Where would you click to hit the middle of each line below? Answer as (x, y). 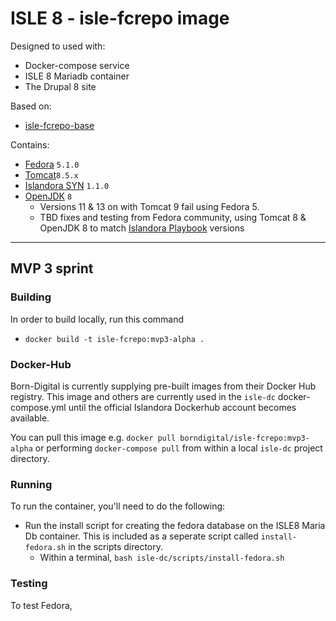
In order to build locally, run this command (97, 319)
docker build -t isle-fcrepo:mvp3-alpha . (114, 339)
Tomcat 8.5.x (51, 174)
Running (31, 484)
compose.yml (38, 407)
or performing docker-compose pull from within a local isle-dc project (178, 448)
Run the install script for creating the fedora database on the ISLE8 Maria (175, 526)
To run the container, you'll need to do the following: (118, 506)
